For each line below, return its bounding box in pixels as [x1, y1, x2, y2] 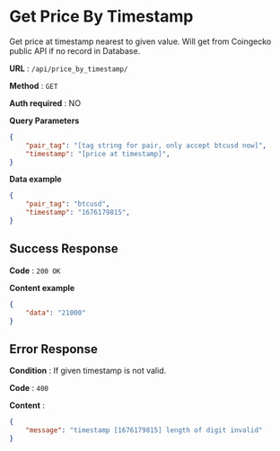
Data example [9, 173, 62, 185]
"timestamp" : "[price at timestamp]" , [25, 149, 171, 158]
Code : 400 [9, 383, 49, 394]
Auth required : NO [9, 97, 82, 109]
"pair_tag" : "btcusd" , [25, 199, 110, 208]
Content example [9, 282, 75, 293]
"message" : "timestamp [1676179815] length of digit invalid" [25, 426, 263, 435]
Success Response [9, 241, 118, 257]
